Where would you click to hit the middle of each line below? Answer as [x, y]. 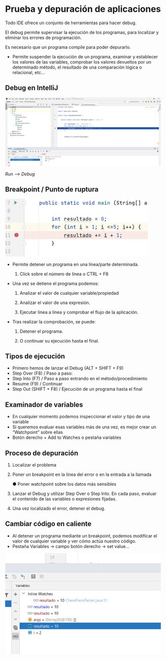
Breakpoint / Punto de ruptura [52, 189]
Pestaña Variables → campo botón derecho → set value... [71, 546]
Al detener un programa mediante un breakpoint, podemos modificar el [84, 536]
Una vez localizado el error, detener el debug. [59, 508]
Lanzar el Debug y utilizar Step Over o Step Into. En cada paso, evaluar [84, 493]
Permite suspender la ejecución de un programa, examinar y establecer [85, 57]
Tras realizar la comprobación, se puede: [54, 321]
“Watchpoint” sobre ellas [38, 432]
